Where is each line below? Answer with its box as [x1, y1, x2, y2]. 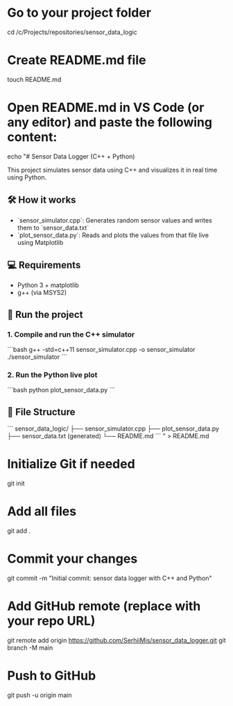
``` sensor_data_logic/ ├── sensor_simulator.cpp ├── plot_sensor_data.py [7, 424, 220, 433]
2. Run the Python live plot [7, 370, 98, 380]
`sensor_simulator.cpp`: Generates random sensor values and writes [17, 216, 213, 224]
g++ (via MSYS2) [17, 289, 67, 297]
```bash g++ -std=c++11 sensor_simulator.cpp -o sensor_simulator [7, 346, 196, 354]
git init [7, 479, 26, 488]
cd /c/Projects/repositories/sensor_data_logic [7, 28, 137, 36]
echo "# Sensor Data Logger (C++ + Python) [7, 152, 135, 161]
